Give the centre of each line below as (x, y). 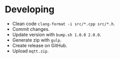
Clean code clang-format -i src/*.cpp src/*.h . (64, 24)
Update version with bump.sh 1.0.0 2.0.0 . (56, 34)
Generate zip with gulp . (37, 40)
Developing (30, 9)
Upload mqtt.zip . (31, 51)
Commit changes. (31, 29)
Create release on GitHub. (40, 45)
